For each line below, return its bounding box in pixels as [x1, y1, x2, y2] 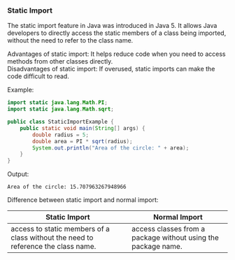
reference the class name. [10, 242, 97, 252]
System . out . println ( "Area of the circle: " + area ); [32, 144, 190, 152]
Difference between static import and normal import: [7, 196, 159, 204]
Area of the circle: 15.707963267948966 [7, 184, 127, 191]
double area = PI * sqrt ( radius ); [32, 138, 133, 145]
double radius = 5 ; [32, 131, 90, 138]
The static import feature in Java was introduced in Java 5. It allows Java [7, 22, 218, 30]
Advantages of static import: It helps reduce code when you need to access [7, 50, 226, 58]
